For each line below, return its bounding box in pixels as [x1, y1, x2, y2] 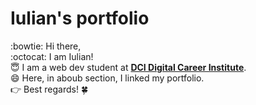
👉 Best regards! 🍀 [10, 83, 89, 95]
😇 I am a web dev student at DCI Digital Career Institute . [10, 61, 247, 73]
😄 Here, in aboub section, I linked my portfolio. [10, 72, 205, 84]
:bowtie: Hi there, [10, 40, 82, 52]
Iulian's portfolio [10, 7, 150, 30]
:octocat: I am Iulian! [10, 50, 94, 62]
